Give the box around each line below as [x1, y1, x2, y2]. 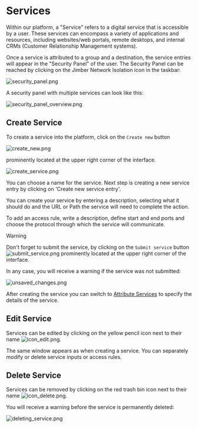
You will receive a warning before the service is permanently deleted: [6, 404, 174, 411]
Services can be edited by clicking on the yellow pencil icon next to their [6, 329, 182, 337]
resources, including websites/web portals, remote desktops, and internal [6, 36, 185, 43]
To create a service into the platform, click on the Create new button [6, 133, 170, 140]
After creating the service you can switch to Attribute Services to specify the [6, 290, 192, 297]
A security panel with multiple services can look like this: [6, 89, 144, 96]
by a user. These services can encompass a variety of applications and [6, 29, 179, 37]
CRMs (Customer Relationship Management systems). [6, 42, 137, 50]
